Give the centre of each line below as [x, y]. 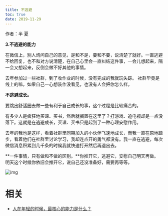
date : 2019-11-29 [23, 19]
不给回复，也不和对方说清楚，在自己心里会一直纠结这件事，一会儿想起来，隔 [84, 61]
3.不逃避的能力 [20, 44]
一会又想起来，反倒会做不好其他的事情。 [47, 67]
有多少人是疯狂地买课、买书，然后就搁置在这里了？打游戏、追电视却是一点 [82, 116]
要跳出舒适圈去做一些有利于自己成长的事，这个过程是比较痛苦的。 [73, 106]
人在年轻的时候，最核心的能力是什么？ [52, 209]
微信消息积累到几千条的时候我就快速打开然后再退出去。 [62, 146]
